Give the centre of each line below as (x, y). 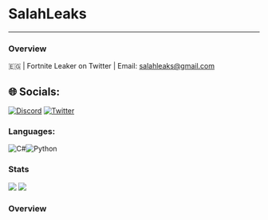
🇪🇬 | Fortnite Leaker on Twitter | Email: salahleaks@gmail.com (112, 66)
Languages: (32, 131)
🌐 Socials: (34, 91)
